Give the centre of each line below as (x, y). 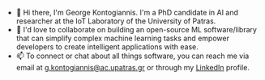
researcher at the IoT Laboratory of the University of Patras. (116, 21)
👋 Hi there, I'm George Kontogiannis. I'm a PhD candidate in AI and (127, 13)
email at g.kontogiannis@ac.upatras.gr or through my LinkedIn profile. (132, 67)
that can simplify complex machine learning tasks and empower (122, 38)
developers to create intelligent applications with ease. (107, 47)
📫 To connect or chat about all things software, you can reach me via (132, 56)
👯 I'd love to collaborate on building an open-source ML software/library (137, 29)
